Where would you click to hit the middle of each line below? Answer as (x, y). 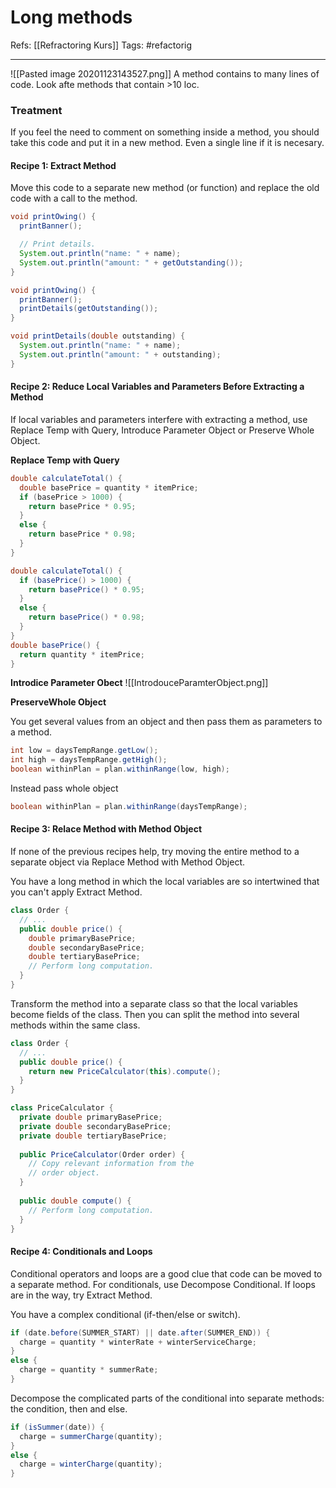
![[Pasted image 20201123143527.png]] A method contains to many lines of (165, 73)
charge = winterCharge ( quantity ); (91, 1464)
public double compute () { (75, 1201)
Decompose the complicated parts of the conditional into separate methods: (167, 1398)
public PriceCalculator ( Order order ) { (102, 1154)
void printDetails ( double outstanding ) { (98, 336)
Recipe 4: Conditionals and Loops (81, 1252)
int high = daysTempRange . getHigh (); (89, 760)
